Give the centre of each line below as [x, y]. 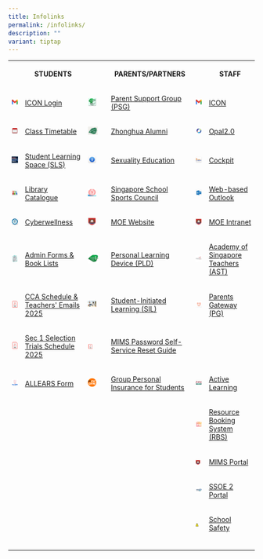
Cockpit [221, 160]
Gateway [223, 305]
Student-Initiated [139, 301]
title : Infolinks [36, 16]
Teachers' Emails [52, 305]
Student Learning [52, 156]
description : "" [34, 33]
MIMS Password [137, 342]
